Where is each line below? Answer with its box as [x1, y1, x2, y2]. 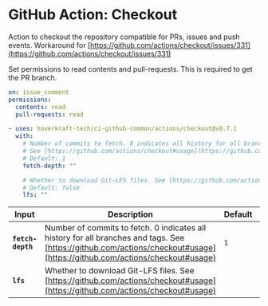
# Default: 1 [22, 154, 66, 163]
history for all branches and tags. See [45, 233, 185, 244]
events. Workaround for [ [8, 40, 91, 49]
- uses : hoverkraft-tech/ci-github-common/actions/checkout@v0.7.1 [8, 125, 238, 133]
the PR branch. [8, 73, 57, 82]
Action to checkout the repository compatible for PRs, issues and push [8, 32, 241, 41]
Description [107, 209, 154, 220]
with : [15, 132, 34, 140]
